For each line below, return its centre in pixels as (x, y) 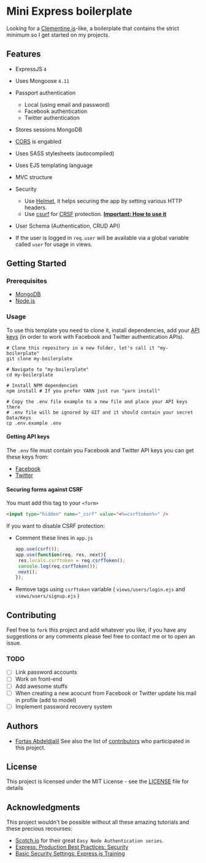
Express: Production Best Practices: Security (72, 847)
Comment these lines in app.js (54, 538)
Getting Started (36, 264)
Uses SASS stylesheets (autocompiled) (65, 153)
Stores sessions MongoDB (49, 130)
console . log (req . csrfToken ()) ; (58, 566)
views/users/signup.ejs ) (47, 596)
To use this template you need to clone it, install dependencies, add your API (103, 330)
